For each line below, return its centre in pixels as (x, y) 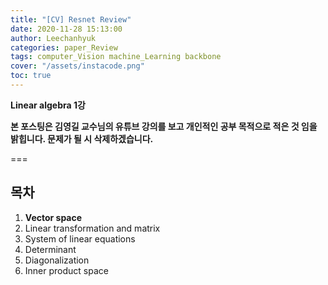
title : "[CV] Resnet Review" (71, 19)
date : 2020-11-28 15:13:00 (66, 29)
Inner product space (66, 270)
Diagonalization (57, 260)
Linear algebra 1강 (48, 105)
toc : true (31, 76)
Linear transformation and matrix (92, 228)
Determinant (50, 249)
